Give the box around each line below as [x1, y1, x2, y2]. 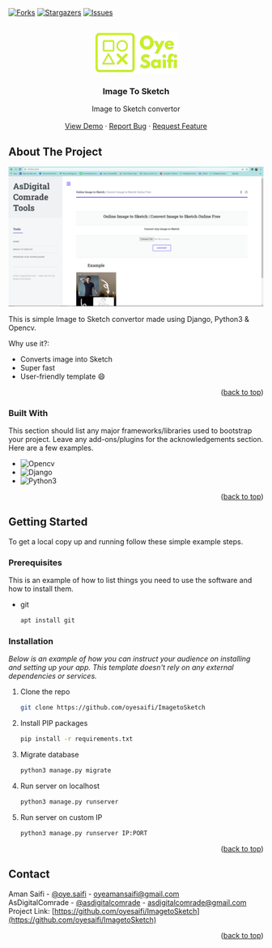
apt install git [19, 616, 75, 624]
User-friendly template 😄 [19, 371, 106, 381]
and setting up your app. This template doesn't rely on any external [8, 663, 234, 672]
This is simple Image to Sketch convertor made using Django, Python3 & [8, 314, 249, 324]
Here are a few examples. [8, 443, 94, 453]
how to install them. [8, 584, 74, 594]
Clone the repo [19, 687, 70, 697]
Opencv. [8, 323, 36, 332]
